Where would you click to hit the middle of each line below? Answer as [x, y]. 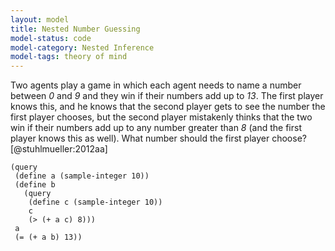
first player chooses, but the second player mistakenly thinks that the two [161, 117]
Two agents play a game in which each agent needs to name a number [156, 85]
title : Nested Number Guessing [75, 29]
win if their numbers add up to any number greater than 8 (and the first [156, 128]
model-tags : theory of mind [69, 57]
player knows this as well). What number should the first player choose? [158, 138]
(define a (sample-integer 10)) [82, 176]
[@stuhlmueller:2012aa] [59, 149]
